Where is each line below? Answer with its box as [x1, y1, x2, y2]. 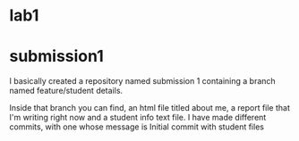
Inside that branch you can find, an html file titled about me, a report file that [9, 103, 291, 113]
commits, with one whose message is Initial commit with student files [9, 121, 264, 132]
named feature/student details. [9, 86, 124, 96]
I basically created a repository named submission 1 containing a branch [9, 76, 276, 87]
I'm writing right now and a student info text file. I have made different [9, 112, 267, 123]
